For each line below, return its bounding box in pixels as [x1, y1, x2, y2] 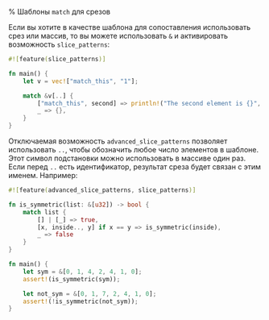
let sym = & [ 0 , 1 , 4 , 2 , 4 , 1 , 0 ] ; [23, 268, 143, 276]
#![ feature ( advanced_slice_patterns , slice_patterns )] [8, 186, 197, 194]
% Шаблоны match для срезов [8, 7, 111, 16]
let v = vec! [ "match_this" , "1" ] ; [23, 77, 139, 85]
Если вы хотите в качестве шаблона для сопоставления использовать [8, 23, 251, 31]
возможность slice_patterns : [8, 39, 110, 49]
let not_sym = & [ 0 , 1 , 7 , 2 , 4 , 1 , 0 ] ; [23, 289, 157, 297]
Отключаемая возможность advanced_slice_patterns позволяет [8, 136, 228, 146]
